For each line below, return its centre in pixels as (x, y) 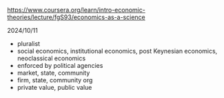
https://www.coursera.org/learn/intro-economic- (77, 10)
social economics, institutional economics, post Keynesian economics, (117, 51)
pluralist (28, 44)
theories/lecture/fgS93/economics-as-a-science (77, 17)
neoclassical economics (51, 58)
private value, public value (54, 87)
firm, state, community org (55, 80)
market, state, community (53, 73)
